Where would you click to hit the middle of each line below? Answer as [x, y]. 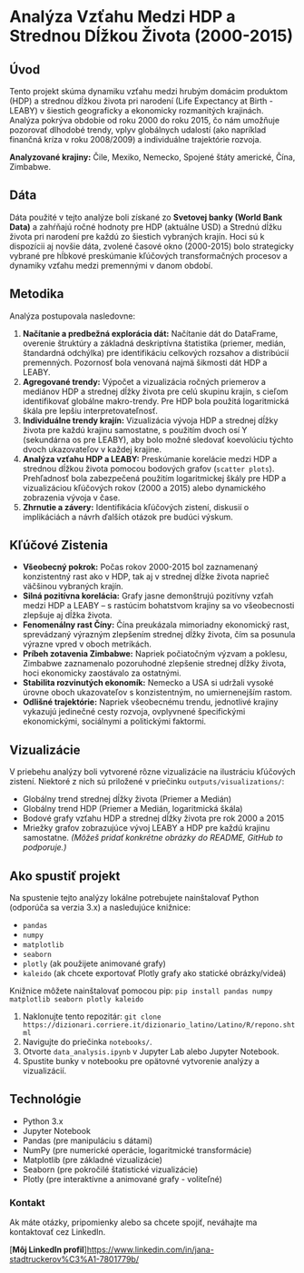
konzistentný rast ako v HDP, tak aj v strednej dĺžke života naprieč [146, 577]
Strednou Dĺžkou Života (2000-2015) [151, 36]
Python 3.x [43, 1121]
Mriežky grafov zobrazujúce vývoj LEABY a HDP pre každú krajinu [146, 828]
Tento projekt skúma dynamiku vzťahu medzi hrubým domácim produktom [149, 91]
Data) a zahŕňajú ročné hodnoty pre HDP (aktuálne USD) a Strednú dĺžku [146, 227]
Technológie [45, 1099]
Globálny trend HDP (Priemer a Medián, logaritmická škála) [132, 809]
